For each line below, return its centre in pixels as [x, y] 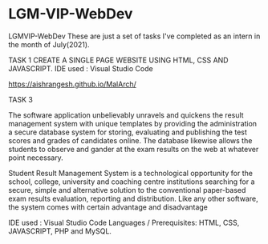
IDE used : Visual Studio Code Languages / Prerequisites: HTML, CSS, [124, 222]
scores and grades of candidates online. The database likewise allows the [130, 140]
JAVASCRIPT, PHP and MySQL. [60, 231]
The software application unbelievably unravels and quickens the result [126, 115]
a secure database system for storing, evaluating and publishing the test [128, 132]
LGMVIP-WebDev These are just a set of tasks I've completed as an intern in [134, 36]
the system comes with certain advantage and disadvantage [108, 207]
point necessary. [36, 158]
